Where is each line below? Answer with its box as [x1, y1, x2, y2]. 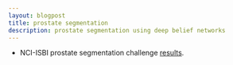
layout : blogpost [8, 11, 66, 20]
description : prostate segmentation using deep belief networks [8, 26, 226, 34]
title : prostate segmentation [8, 19, 109, 27]
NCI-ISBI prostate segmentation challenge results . [19, 48, 184, 58]
